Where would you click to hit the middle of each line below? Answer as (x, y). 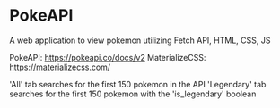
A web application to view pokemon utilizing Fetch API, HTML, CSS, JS (140, 40)
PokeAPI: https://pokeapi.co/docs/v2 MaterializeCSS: (108, 57)
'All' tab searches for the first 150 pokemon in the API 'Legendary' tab (138, 84)
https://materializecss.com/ (60, 67)
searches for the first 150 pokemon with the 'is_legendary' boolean (133, 94)
